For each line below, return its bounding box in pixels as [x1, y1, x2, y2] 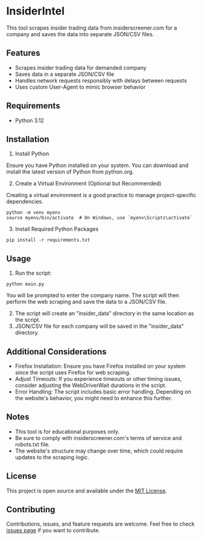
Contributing [6, 504, 55, 515]
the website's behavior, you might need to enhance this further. [14, 395, 173, 401]
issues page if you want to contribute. [6, 527, 101, 534]
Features [6, 48, 40, 58]
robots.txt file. [14, 441, 50, 448]
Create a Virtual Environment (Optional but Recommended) [14, 180, 162, 187]
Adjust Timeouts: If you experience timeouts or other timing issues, [14, 375, 182, 382]
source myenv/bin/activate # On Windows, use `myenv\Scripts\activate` [6, 215, 193, 221]
